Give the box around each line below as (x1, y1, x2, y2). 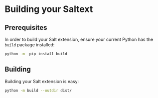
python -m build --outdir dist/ (4, 88, 72, 93)
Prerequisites (4, 23, 47, 32)
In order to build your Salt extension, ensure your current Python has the (4, 36, 154, 42)
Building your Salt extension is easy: (4, 78, 79, 84)
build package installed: (4, 42, 55, 48)
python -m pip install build (4, 51, 68, 56)
